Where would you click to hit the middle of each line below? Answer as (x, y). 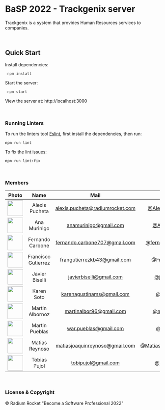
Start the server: (22, 82)
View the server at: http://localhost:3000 (46, 101)
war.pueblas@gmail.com (96, 328)
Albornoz (39, 314)
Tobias (39, 360)
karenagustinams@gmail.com (96, 294)
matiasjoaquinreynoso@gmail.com (96, 346)
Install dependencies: (27, 64)
